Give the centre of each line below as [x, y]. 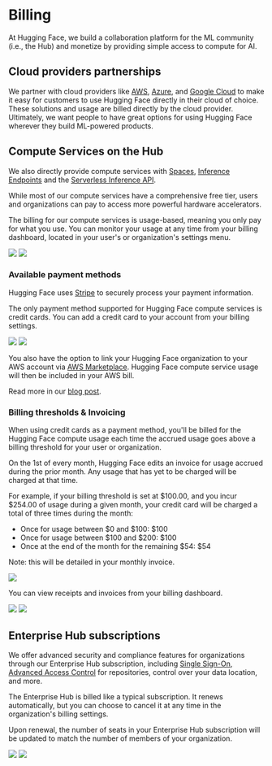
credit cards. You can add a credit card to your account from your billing [129, 317]
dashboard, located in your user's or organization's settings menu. [120, 237]
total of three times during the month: [71, 513]
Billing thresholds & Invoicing [67, 412]
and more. [26, 681]
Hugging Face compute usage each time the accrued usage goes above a [132, 439]
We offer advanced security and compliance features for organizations [127, 655]
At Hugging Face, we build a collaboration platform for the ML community [131, 37]
